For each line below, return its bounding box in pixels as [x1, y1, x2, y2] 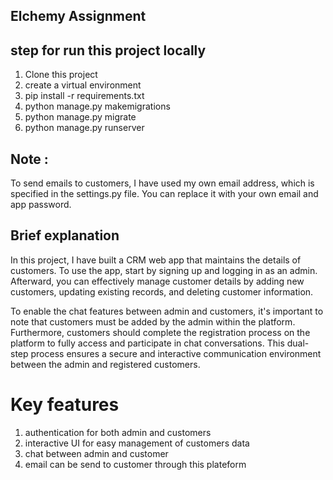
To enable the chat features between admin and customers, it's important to [10, 305, 324, 317]
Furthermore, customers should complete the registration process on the [10, 326, 311, 338]
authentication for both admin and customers [24, 426, 212, 438]
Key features [10, 394, 120, 416]
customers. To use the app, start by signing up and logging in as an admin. [10, 264, 318, 276]
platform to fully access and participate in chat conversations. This [10, 337, 285, 349]
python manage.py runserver [24, 122, 145, 134]
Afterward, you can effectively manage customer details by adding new [10, 275, 305, 287]
